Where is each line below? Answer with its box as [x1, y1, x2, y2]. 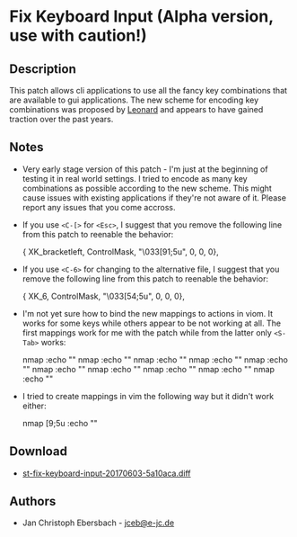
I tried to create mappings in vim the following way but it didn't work [22, 390, 275, 401]
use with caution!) [9, 25, 148, 46]
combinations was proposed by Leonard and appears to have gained [9, 104, 264, 114]
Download [9, 443, 67, 460]
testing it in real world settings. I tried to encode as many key [22, 173, 249, 183]
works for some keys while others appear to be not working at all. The [22, 318, 281, 328]
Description [9, 61, 76, 76]
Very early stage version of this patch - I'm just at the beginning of [22, 164, 268, 175]
